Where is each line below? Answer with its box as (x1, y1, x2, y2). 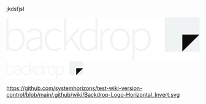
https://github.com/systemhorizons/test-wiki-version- (6, 85, 143, 92)
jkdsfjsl (6, 5, 25, 12)
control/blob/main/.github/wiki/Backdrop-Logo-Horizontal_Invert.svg (6, 91, 180, 99)
